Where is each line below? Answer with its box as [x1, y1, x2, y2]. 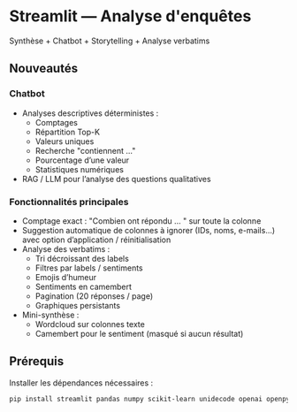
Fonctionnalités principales [9, 195, 129, 208]
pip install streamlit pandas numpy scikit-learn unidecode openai [9, 394, 263, 403]
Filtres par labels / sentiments [34, 263, 143, 273]
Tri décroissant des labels [34, 253, 130, 263]
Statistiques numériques [34, 164, 124, 174]
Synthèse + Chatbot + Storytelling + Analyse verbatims [9, 35, 210, 46]
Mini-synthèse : [21, 309, 80, 320]
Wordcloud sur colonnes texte [34, 318, 146, 329]
